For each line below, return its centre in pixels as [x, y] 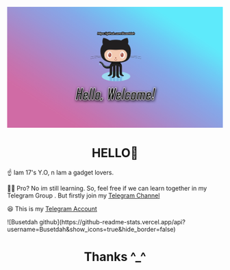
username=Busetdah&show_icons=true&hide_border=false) [91, 229]
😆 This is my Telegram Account [52, 208]
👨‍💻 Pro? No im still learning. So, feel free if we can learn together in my [107, 188]
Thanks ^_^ [115, 257]
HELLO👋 [115, 153]
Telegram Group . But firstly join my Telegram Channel [84, 195]
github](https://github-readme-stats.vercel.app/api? [113, 221]
